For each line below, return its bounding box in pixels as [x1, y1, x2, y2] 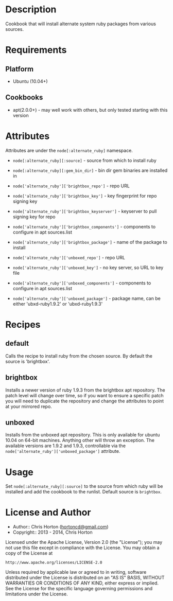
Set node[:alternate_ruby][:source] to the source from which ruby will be [5, 483, 163, 489]
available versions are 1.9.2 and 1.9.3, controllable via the [5, 443, 126, 449]
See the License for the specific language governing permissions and [5, 586, 153, 592]
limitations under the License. [5, 591, 68, 597]
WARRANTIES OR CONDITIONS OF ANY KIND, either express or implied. [5, 580, 159, 586]
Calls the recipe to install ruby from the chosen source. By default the [5, 352, 153, 359]
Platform [5, 64, 34, 73]
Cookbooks [5, 93, 43, 102]
